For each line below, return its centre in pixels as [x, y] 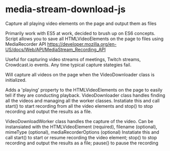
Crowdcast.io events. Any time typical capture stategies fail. [68, 65]
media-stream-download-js [66, 9]
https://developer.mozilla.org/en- [82, 44]
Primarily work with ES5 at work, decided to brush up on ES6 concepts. [80, 33]
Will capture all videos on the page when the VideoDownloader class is [80, 74]
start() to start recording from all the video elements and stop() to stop [79, 106]
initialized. [16, 80]
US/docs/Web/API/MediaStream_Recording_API [56, 49]
